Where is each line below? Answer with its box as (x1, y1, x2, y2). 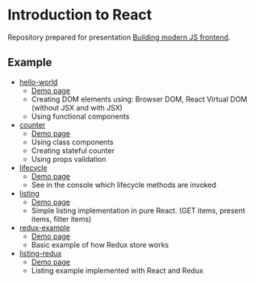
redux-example (19, 223, 70, 232)
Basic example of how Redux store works (31, 239, 169, 249)
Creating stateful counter (31, 145, 115, 155)
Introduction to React (7, 6, 153, 24)
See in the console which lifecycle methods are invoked (31, 180, 217, 189)
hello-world (19, 77, 58, 86)
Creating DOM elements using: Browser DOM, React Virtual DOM (31, 94, 248, 104)
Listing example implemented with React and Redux (31, 265, 203, 275)
